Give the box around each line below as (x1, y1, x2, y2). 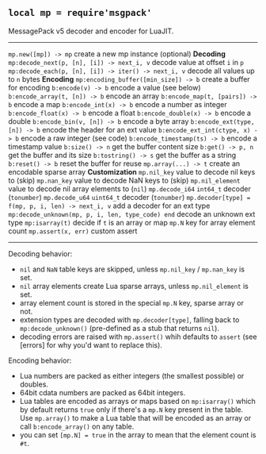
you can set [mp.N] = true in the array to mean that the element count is (19, 429, 256, 440)
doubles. (19, 379, 49, 389)
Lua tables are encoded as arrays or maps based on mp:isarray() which (19, 396, 256, 406)
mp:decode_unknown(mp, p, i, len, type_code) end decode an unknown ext (8, 209, 256, 218)
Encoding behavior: (8, 356, 72, 365)
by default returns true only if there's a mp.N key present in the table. (19, 405, 244, 414)
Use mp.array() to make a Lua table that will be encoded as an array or (19, 413, 252, 422)
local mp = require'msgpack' (8, 7, 153, 19)
